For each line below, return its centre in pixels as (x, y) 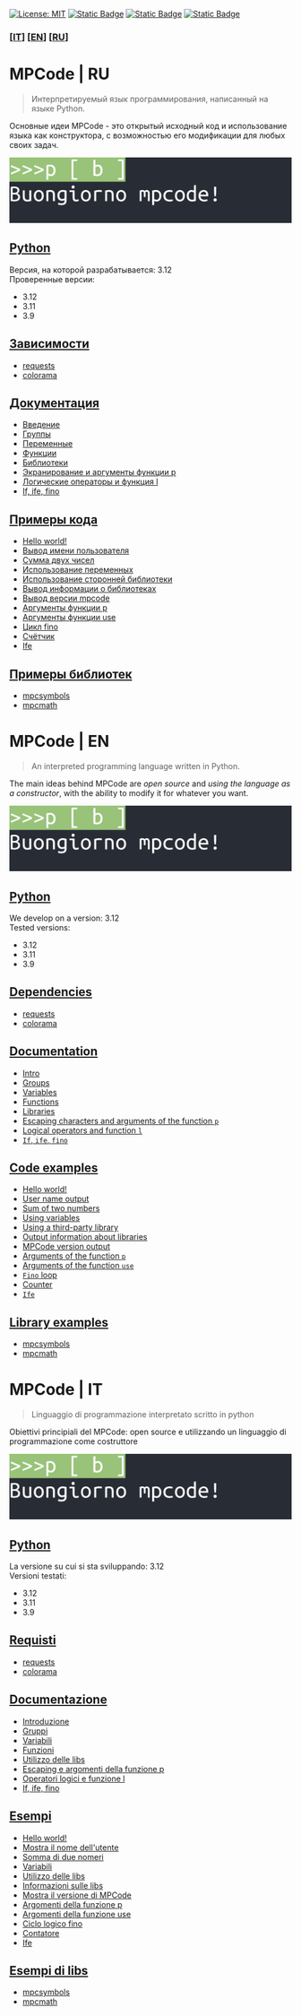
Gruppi (35, 1731)
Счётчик (39, 636)
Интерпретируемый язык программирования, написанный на (150, 99)
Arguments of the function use (78, 1266)
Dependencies (51, 992)
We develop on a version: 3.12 (64, 918)
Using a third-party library (70, 1227)
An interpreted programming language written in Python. (135, 766)
